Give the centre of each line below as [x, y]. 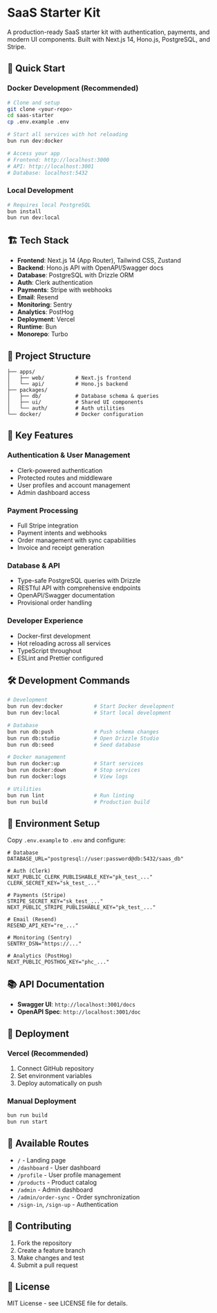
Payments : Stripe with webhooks [65, 290]
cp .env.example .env [38, 122]
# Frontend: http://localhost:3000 [58, 160]
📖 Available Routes [48, 1144]
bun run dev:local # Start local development [89, 713]
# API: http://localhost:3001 [51, 166]
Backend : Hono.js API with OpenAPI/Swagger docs [90, 268]
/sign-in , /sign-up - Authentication [68, 1204]
